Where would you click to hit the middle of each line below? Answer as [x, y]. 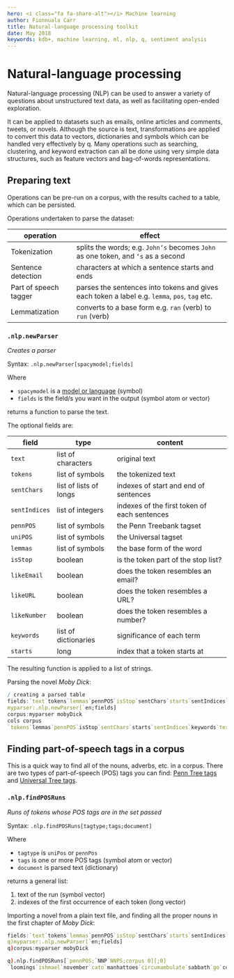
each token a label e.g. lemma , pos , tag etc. [145, 296]
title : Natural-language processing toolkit [73, 26]
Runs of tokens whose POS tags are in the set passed [85, 812]
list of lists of [78, 486]
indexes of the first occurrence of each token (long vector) [101, 902]
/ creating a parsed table [46, 695]
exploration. [24, 108]
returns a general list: [38, 881]
